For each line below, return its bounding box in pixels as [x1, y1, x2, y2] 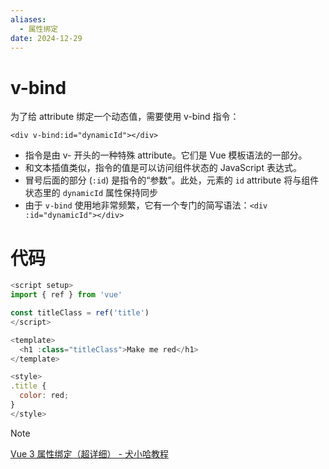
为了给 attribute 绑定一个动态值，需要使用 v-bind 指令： [10, 111, 240, 123]
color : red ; [19, 391, 70, 401]
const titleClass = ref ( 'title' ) [10, 308, 150, 318]
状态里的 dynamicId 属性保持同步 [24, 187, 159, 199]
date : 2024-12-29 [10, 33, 83, 43]
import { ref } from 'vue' [10, 290, 123, 300]
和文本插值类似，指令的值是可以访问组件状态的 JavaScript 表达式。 [24, 162, 302, 174]
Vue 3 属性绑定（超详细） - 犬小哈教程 [10, 447, 169, 460]
